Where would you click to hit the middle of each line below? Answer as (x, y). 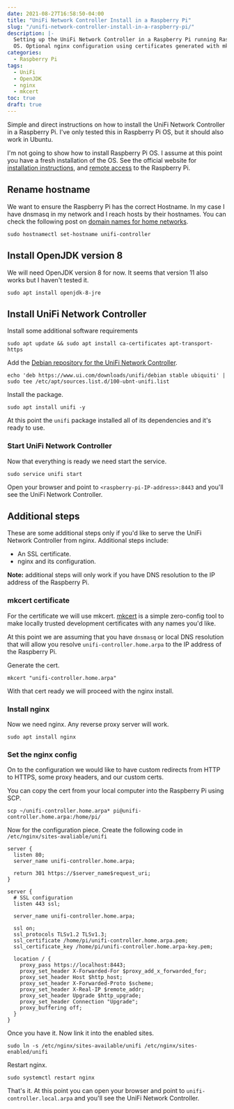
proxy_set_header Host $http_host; (71, 978)
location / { (32, 959)
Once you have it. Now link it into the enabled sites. (81, 1033)
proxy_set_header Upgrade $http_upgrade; (80, 996)
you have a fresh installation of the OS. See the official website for (102, 160)
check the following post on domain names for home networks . (98, 222)
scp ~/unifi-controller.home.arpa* (59, 811)
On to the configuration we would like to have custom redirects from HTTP (114, 770)
